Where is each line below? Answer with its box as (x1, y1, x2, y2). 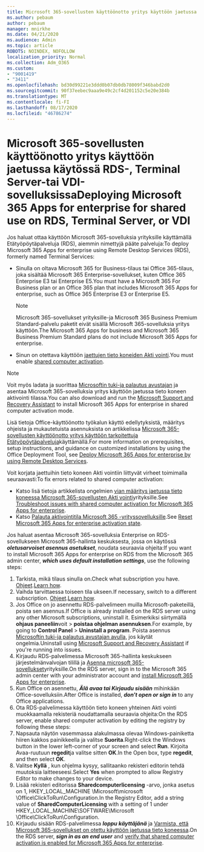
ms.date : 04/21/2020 (7, 32, 59, 38)
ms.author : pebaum (7, 15, 53, 21)
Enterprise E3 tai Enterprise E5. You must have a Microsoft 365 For (15, 278, 181, 285)
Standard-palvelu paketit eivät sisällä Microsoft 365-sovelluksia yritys (15, 321, 190, 328)
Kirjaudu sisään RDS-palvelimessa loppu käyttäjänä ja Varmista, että (15, 820, 189, 827)
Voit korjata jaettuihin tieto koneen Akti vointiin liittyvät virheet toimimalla (7, 469, 188, 476)
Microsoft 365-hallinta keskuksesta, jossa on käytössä (41, 537, 177, 545)
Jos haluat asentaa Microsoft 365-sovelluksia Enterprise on (7, 531, 156, 539)
